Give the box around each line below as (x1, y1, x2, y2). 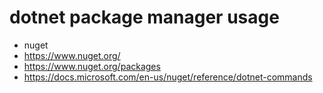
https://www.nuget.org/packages (23, 60, 161, 72)
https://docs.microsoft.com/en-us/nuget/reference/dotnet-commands (23, 71, 313, 83)
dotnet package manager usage (9, 6, 280, 29)
